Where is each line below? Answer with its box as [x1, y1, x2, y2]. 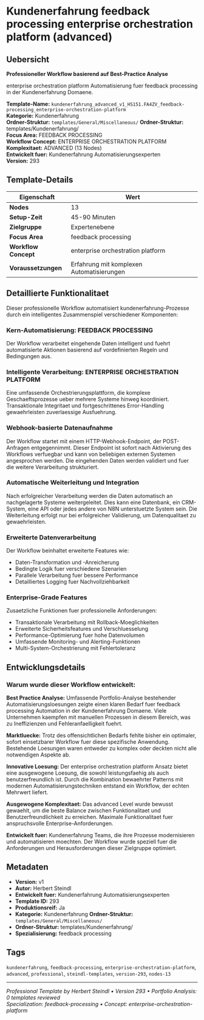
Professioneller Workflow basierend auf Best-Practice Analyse [6, 70, 168, 77]
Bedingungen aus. [6, 352, 52, 359]
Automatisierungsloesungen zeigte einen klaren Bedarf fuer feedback [6, 701, 181, 708]
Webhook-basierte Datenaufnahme [6, 424, 114, 432]
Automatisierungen [70, 267, 126, 276]
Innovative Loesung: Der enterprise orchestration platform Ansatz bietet [6, 763, 188, 770]
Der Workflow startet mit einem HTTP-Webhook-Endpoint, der [6, 437, 162, 444]
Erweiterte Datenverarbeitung [6, 533, 97, 542]
